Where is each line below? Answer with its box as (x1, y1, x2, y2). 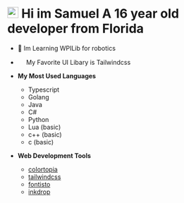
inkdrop (27, 187, 51, 196)
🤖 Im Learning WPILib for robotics (17, 44, 116, 52)
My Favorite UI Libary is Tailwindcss (25, 58, 131, 66)
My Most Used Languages (17, 71, 97, 80)
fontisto (27, 180, 51, 188)
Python (27, 115, 49, 123)
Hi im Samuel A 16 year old (20, 6, 180, 22)
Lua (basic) (27, 123, 61, 131)
